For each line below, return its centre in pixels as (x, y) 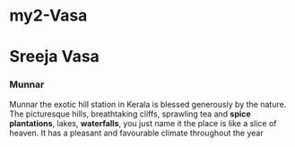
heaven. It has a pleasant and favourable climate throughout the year (136, 133)
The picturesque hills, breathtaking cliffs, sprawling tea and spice (130, 114)
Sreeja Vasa (55, 57)
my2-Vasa (48, 16)
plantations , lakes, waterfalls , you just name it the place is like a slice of (143, 123)
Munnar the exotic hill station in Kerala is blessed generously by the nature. (148, 104)
